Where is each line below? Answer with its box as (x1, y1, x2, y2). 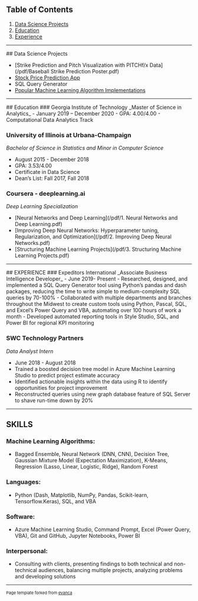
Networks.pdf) (14, 240, 50, 247)
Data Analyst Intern (6, 347, 54, 354)
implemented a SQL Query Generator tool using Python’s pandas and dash (6, 282, 187, 289)
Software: (6, 512, 35, 521)
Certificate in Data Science (14, 169, 80, 176)
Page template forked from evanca (6, 590, 72, 596)
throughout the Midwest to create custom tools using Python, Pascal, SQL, (6, 300, 187, 308)
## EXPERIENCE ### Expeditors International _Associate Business (6, 269, 167, 276)
